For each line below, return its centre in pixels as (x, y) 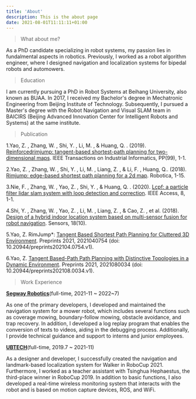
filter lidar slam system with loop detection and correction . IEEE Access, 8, (96, 193)
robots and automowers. (36, 69)
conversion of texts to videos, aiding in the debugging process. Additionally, (98, 330)
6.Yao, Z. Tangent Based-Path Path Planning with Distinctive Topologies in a (97, 258)
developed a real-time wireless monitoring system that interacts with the (93, 384)
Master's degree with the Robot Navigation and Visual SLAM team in (88, 110)
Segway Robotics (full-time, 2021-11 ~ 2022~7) (63, 294)
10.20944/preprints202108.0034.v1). (50, 271)
